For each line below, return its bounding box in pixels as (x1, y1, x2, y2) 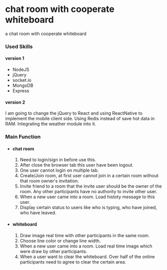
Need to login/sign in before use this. (19, 157, 96, 163)
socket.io (12, 77, 31, 83)
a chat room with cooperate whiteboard (5, 30, 86, 36)
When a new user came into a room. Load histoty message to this (19, 194, 155, 200)
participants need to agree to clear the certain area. (19, 259, 126, 265)
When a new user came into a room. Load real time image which (19, 243, 152, 249)
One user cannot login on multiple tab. (19, 167, 99, 173)
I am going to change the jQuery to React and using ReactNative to (5, 110, 142, 116)
